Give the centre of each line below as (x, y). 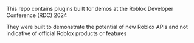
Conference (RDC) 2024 (37, 15)
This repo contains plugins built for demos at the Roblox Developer (90, 9)
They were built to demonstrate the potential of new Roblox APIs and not (97, 27)
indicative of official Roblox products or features (67, 33)
